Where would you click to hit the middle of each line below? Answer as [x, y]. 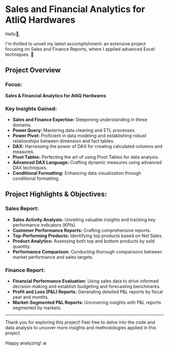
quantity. [22, 246]
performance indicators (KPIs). [44, 225]
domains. [22, 125]
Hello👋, [13, 34]
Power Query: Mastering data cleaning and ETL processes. [74, 130]
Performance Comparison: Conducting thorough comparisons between [87, 252]
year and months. [31, 297]
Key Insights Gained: [31, 108]
